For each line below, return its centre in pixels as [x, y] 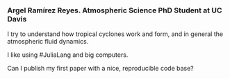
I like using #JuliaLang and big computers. [68, 55]
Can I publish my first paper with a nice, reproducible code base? [101, 69]
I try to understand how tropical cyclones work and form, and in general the [115, 34]
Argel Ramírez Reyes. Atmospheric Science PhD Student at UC [115, 10]
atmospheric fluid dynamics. [48, 42]
